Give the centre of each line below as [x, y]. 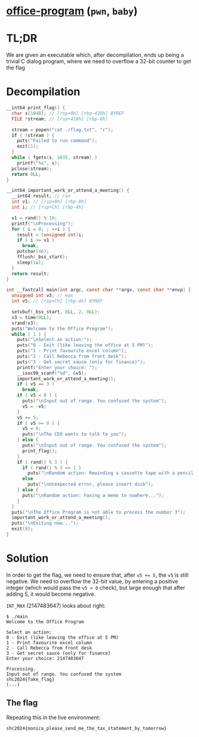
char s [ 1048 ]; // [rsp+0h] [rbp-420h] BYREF [68, 113]
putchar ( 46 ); [33, 252]
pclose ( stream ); [32, 169]
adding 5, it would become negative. [51, 594]
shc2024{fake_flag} [30, 679]
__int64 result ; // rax [41, 196]
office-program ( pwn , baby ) [72, 11]
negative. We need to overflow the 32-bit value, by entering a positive [92, 581]
